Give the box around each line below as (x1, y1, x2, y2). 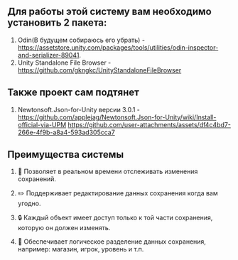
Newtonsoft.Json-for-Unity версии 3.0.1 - (17, 105, 140, 114)
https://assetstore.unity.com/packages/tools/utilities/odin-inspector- (17, 43, 219, 52)
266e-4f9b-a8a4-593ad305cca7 (17, 128, 115, 136)
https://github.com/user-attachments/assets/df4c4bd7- (67, 120, 231, 129)
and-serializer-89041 (17, 50, 80, 59)
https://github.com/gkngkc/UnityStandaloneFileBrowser (17, 65, 182, 74)
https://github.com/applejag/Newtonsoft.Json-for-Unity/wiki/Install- (17, 113, 217, 121)
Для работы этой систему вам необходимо (7, 6, 212, 18)
